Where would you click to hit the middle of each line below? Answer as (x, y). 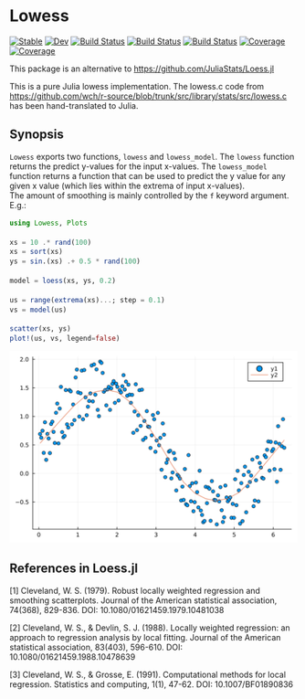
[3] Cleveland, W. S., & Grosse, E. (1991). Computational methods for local (147, 674)
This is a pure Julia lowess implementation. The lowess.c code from (137, 86)
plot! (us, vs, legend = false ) (65, 339)
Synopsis (37, 135)
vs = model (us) (38, 310)
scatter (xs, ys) (40, 329)
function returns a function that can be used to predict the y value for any (147, 175)
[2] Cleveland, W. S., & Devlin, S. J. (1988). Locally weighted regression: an (150, 628)
